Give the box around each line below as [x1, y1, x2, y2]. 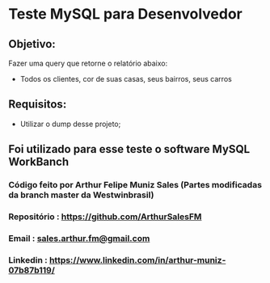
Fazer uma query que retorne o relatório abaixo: [8, 58, 168, 68]
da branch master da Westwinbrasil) [8, 189, 154, 201]
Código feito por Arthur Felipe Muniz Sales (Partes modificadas [8, 180, 263, 191]
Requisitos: [8, 98, 67, 112]
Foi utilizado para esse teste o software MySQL [8, 142, 251, 156]
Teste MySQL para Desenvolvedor [8, 5, 243, 23]
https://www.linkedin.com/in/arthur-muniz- [49, 254, 226, 265]
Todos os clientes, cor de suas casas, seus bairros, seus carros [19, 74, 232, 83]
